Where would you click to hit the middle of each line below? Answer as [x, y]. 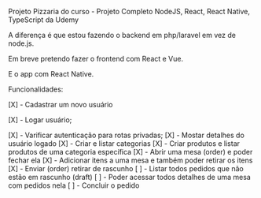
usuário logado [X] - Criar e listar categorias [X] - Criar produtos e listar [124, 144]
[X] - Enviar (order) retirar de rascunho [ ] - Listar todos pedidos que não [126, 168]
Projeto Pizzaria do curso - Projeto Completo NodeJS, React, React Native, [129, 11]
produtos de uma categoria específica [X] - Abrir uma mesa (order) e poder [130, 152]
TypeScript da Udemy [44, 20]
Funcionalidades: [36, 89]
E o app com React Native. [51, 74]
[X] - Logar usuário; [40, 120]
